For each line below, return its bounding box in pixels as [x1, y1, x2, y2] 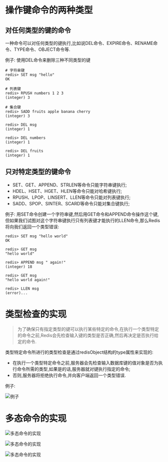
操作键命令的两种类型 [5, 4, 93, 16]
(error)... [5, 290, 28, 295]
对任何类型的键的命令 [5, 26, 71, 34]
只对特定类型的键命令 [5, 168, 71, 176]
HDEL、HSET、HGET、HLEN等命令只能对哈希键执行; [12, 188, 122, 194]
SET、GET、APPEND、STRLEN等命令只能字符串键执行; [12, 182, 127, 188]
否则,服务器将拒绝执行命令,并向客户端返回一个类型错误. [12, 372, 126, 378]
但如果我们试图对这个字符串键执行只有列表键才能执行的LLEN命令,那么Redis [5, 217, 160, 223]
